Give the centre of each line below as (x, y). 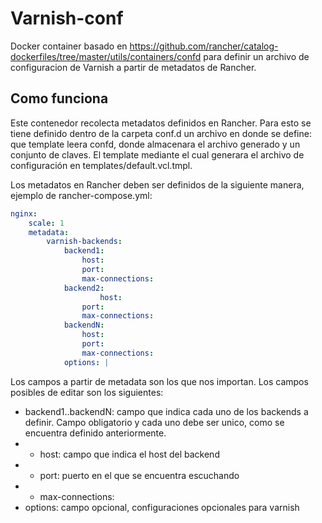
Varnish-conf (67, 18)
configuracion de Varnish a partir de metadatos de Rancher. (133, 67)
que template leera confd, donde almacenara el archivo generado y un (155, 144)
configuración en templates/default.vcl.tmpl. (101, 165)
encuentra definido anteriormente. (95, 433)
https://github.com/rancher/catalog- (204, 46)
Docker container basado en (69, 46)
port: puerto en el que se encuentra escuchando (139, 475)
